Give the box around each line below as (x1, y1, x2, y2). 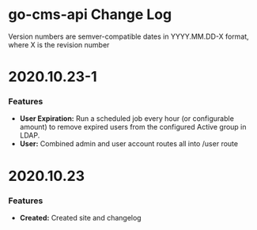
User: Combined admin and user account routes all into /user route (19, 139, 239, 149)
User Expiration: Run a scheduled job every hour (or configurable (19, 114, 235, 123)
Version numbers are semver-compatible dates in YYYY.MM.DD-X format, (8, 32, 249, 41)
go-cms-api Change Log (8, 6, 172, 24)
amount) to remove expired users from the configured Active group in (19, 123, 247, 132)
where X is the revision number (8, 40, 110, 49)
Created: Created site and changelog (19, 213, 142, 222)
